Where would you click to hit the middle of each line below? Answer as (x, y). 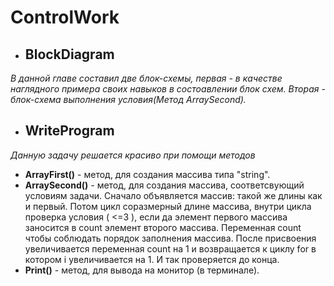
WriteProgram (69, 131)
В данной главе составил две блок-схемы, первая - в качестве (146, 78)
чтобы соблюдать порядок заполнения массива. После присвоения (170, 238)
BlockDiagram (69, 54)
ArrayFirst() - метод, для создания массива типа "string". (147, 174)
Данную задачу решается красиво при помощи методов (133, 155)
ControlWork (65, 17)
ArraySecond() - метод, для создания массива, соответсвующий (164, 185)
